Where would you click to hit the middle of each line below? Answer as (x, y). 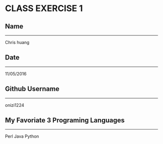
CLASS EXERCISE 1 (44, 8)
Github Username (32, 89)
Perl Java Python (22, 136)
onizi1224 (15, 105)
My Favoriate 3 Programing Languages (65, 121)
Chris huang (17, 42)
